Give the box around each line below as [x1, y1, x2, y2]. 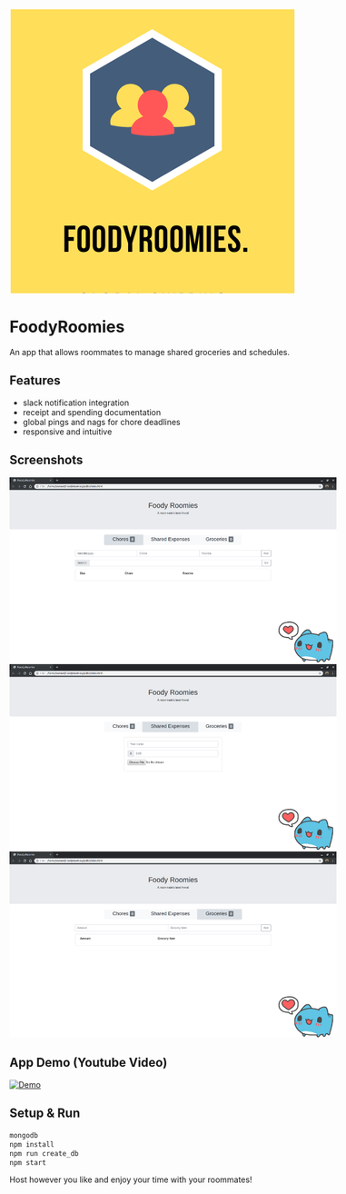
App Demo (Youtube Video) [9, 1055, 168, 1070]
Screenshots [9, 453, 84, 468]
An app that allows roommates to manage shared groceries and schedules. [9, 346, 291, 357]
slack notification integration [22, 397, 130, 408]
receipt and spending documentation [22, 406, 162, 417]
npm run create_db [9, 1149, 79, 1158]
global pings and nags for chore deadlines [22, 416, 181, 427]
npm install [9, 1139, 54, 1149]
